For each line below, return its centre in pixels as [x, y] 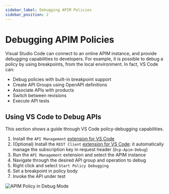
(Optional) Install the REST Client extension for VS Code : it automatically [88, 144]
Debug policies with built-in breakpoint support [62, 79]
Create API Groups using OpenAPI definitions [60, 85]
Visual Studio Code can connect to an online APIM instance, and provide [81, 54]
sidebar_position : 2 [27, 15]
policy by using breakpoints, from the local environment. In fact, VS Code [82, 64]
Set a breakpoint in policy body [45, 171]
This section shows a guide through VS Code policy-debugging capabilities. [84, 129]
